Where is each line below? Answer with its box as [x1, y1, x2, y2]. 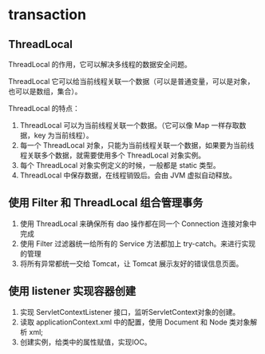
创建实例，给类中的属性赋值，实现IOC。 [19, 337, 152, 347]
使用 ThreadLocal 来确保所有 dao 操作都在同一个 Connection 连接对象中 [19, 218, 257, 229]
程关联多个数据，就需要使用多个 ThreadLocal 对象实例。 [19, 150, 206, 160]
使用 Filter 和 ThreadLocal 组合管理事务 [8, 196, 204, 209]
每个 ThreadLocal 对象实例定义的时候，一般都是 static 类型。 [19, 161, 221, 169]
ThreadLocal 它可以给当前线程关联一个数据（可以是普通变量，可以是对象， [8, 77, 255, 86]
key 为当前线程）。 [34, 130, 93, 140]
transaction [8, 6, 86, 24]
